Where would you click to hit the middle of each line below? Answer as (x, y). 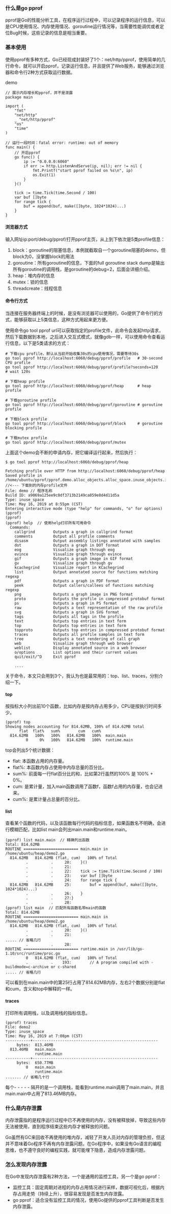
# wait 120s (18, 372)
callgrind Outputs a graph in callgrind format (74, 532)
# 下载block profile (26, 419)
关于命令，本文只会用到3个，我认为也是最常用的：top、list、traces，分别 (82, 676)
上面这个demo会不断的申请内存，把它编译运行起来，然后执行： (72, 453)
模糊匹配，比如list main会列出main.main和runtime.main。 (69, 830)
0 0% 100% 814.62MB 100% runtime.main (79, 740)
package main (19, 97)
